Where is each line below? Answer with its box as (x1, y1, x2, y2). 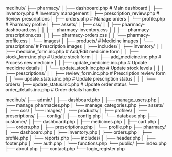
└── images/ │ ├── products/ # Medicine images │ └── (32, 37, 154, 44)
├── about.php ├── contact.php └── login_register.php (5, 146, 125, 151)
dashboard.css (5, 27, 37, 33)
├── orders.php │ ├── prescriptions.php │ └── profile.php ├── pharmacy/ (5, 124, 166, 130)
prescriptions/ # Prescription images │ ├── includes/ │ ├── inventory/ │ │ (5, 43, 163, 49)
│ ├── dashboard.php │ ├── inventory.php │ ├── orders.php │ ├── (5, 129, 152, 135)
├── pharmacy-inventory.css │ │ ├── (46, 27, 127, 33)
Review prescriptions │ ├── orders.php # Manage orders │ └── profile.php (5, 16, 165, 22)
